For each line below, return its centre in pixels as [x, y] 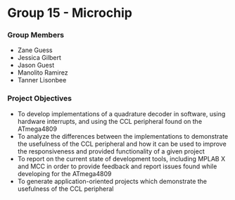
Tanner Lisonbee [42, 80]
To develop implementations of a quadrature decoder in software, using [121, 113]
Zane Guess [35, 50]
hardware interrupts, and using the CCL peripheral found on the [110, 121]
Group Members [36, 35]
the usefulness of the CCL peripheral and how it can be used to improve [122, 144]
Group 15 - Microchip [70, 13]
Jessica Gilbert [39, 58]
